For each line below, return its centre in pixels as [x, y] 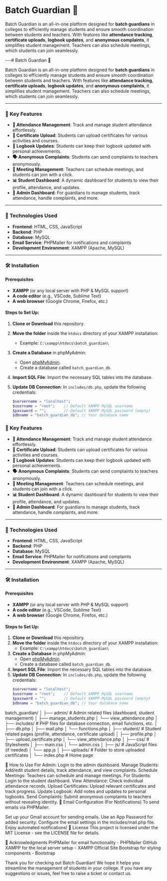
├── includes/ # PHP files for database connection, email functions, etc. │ [81, 723]
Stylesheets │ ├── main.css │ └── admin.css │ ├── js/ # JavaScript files [81, 744]
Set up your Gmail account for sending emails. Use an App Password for [79, 817]
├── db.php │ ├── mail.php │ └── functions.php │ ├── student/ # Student [83, 728]
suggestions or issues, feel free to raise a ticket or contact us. [68, 873]
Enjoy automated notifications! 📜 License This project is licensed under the [82, 827]
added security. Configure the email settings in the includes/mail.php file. [80, 822]
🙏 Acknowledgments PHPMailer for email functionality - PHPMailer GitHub [81, 842]
